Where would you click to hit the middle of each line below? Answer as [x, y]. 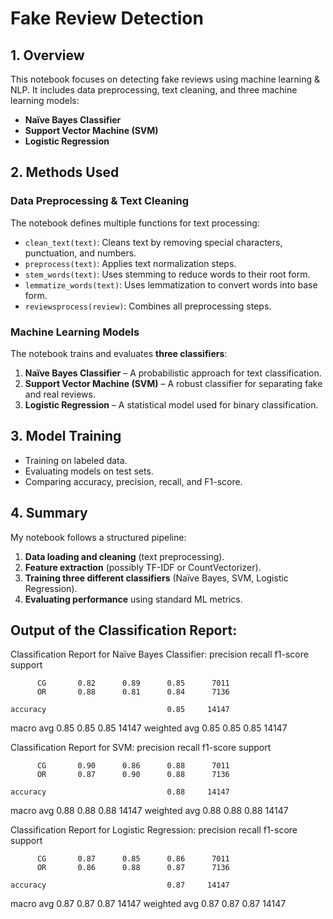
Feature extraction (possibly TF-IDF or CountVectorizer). [143, 567]
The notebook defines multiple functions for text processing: [135, 223]
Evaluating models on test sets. [89, 471]
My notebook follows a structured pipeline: [98, 537]
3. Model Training [66, 436]
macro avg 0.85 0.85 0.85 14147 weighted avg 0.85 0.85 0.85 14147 [149, 728]
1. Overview [47, 55]
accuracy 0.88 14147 [120, 792]
